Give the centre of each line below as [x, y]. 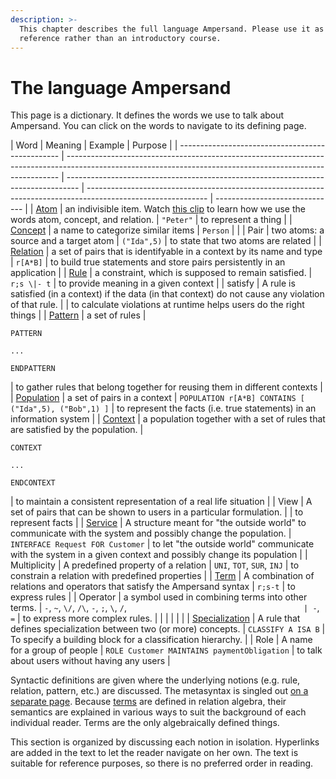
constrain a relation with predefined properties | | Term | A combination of [162, 576]
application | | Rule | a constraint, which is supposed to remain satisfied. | [161, 273]
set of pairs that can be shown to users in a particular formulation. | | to [157, 512]
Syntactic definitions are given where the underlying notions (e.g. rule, [155, 680]
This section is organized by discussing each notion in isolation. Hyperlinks [165, 742]
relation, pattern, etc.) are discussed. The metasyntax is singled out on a [159, 691]
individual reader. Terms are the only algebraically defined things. [145, 723]
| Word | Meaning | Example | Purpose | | [94, 145]
